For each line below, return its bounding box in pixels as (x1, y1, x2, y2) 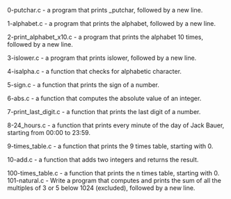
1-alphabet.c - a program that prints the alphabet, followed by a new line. (7, 19, 216, 27)
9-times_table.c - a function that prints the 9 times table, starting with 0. (7, 142, 214, 150)
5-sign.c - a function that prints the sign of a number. (7, 81, 160, 89)
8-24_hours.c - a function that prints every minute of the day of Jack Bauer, (7, 121, 225, 129)
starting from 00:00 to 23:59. (7, 129, 90, 136)
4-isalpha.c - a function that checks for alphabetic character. (7, 67, 182, 75)
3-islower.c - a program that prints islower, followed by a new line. (7, 54, 197, 62)
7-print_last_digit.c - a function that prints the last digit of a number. (7, 108, 201, 116)
